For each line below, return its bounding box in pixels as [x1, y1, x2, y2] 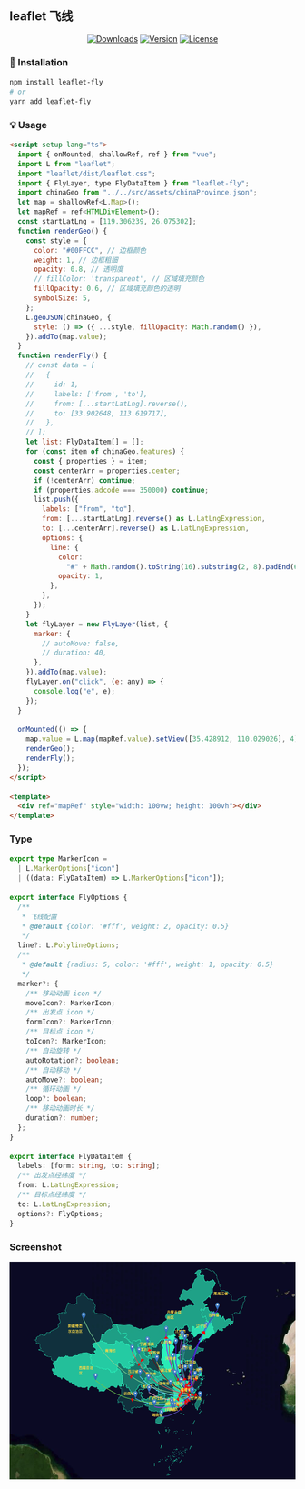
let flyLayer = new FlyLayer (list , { [25, 619, 169, 629]
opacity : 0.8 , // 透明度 [33, 265, 124, 275]
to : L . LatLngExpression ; [17, 1199, 112, 1209]
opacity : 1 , [57, 572, 103, 581]
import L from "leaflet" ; [17, 159, 116, 168]
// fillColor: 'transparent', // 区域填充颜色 [33, 275, 205, 284]
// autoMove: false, [42, 639, 120, 648]
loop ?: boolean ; [25, 1094, 88, 1104]
